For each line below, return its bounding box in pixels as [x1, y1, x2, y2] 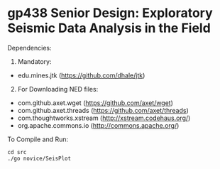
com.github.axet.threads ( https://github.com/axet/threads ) [17, 106, 189, 114]
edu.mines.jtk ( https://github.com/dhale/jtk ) [17, 71, 145, 80]
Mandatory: [17, 57, 52, 65]
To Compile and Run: [7, 135, 69, 143]
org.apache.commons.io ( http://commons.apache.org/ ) [17, 121, 180, 129]
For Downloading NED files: [17, 84, 99, 93]
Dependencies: [7, 43, 52, 52]
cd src [7, 148, 27, 156]
